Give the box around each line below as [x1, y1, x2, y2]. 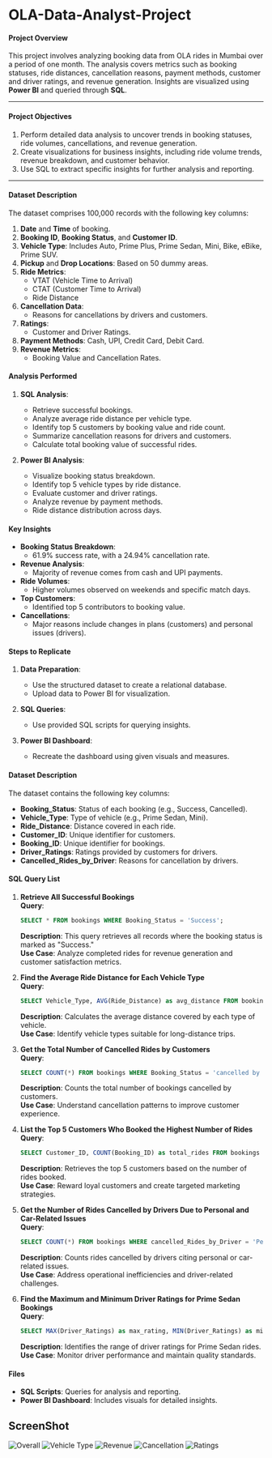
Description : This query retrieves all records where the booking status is [19, 931, 263, 940]
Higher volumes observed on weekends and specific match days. [32, 585, 251, 595]
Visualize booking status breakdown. [32, 471, 155, 480]
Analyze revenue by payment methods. [32, 497, 164, 506]
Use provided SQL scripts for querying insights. [32, 720, 191, 730]
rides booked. [19, 1172, 67, 1182]
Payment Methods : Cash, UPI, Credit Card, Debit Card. [19, 335, 205, 345]
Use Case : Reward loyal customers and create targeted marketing [19, 1181, 240, 1191]
